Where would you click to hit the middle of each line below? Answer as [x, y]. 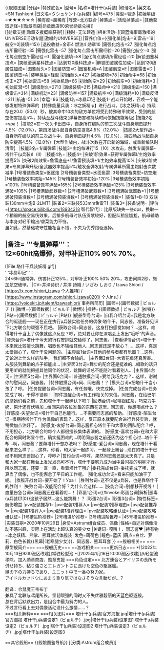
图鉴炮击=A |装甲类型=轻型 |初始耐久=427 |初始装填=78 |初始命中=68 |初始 [81, 75]
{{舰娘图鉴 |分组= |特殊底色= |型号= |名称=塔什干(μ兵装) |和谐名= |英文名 [78, 8]
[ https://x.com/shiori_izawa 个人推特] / [44, 291]
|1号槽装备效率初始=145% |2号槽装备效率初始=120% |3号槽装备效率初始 [77, 179]
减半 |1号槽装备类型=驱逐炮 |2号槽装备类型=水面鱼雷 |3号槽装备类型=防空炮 [81, 173]
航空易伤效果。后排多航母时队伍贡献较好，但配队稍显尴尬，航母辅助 [90, 215]
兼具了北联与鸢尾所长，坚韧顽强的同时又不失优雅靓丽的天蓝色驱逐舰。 [76, 595]
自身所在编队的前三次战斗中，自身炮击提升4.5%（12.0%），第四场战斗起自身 [82, 136]
